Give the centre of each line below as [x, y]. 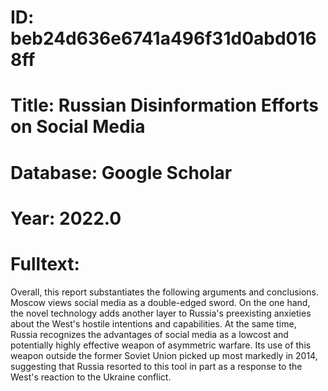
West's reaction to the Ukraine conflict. [91, 377]
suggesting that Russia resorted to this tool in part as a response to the [156, 366]
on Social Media [78, 127]
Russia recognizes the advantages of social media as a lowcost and [149, 334]
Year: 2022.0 [66, 218]
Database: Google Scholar [121, 172]
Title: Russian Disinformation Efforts [165, 105]
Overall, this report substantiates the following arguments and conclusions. [165, 292]
